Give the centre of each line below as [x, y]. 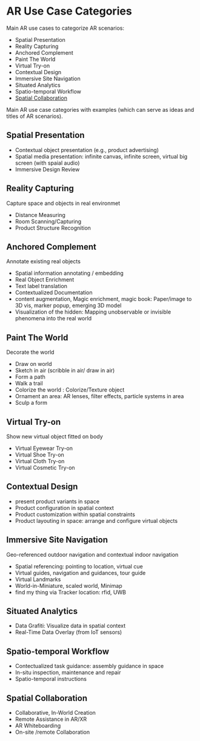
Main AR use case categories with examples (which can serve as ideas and [100, 109]
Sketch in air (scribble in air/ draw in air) [65, 370]
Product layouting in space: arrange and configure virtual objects [96, 520]
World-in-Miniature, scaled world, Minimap [68, 585]
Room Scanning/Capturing [48, 221]
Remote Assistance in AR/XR [51, 719]
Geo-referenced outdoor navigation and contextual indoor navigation [92, 554]
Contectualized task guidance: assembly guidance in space [89, 666]
